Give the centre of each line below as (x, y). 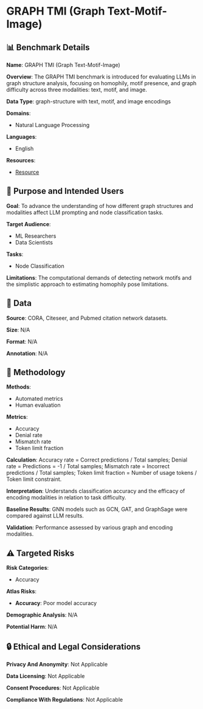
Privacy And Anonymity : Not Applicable (57, 665)
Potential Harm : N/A (32, 627)
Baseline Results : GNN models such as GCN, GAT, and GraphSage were (97, 510)
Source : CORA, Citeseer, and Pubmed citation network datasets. (87, 318)
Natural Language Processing (52, 125)
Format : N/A (22, 341)
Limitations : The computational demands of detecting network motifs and (99, 277)
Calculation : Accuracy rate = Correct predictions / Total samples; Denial (97, 460)
